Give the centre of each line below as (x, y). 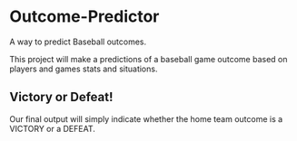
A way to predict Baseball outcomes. (78, 42)
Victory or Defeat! (61, 97)
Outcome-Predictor (84, 17)
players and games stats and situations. (84, 69)
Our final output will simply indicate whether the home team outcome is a (146, 118)
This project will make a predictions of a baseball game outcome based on (148, 59)
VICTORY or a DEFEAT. (52, 128)
